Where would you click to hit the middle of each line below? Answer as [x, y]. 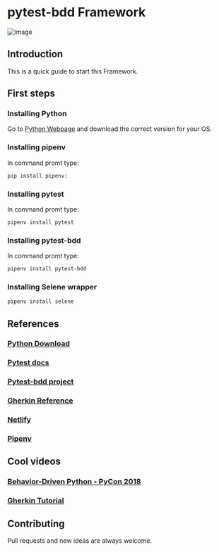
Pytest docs [28, 363]
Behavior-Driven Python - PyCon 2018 [74, 482]
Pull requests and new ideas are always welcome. [80, 541]
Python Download [39, 344]
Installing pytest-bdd [44, 240]
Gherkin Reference [40, 401]
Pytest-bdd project [41, 381]
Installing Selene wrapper [52, 287]
